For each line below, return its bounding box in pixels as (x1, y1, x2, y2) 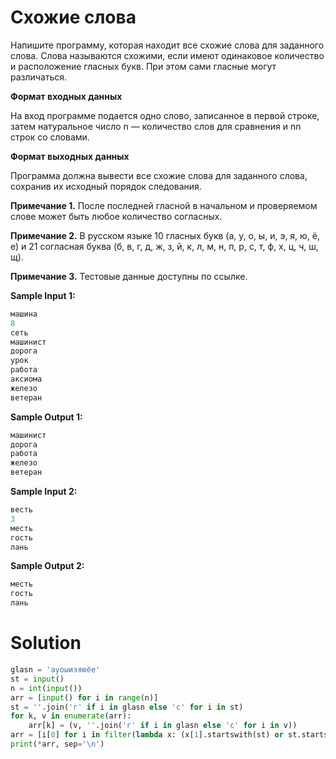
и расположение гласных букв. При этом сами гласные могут (10, 60, 277, 72)
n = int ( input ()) (10, 683, 83, 693)
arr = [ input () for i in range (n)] (10, 692, 159, 703)
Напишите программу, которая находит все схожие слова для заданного (10, 39, 325, 51)
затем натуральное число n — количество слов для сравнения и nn (10, 120, 302, 132)
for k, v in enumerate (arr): (10, 711, 132, 721)
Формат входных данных (10, 90, 123, 102)
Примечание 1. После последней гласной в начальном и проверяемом (10, 199, 318, 211)
